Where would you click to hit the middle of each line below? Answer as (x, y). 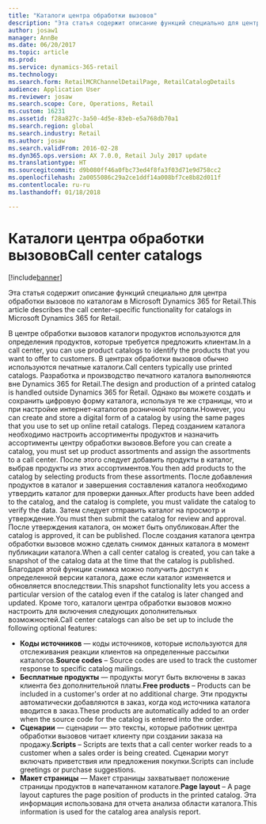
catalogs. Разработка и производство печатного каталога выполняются (130, 375)
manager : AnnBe (33, 38)
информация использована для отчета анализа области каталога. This (138, 803)
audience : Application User (55, 89)
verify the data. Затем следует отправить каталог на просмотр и (117, 510)
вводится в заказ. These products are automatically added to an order (134, 711)
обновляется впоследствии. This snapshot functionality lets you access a (129, 586)
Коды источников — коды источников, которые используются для (133, 643)
